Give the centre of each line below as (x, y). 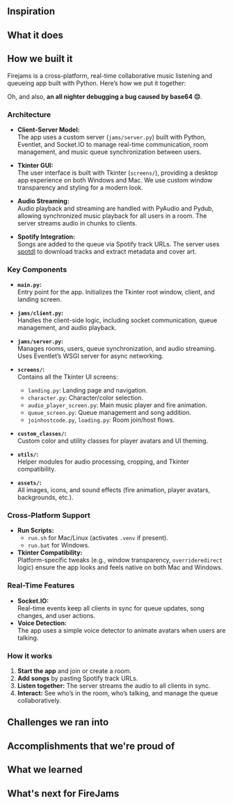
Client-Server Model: (48, 129)
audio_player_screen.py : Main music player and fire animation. (117, 405)
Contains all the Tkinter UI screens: (67, 377)
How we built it (40, 59)
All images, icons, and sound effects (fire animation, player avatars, (114, 490)
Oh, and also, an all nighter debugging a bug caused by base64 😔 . (105, 96)
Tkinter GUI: (35, 165)
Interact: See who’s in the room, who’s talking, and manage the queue (118, 693)
